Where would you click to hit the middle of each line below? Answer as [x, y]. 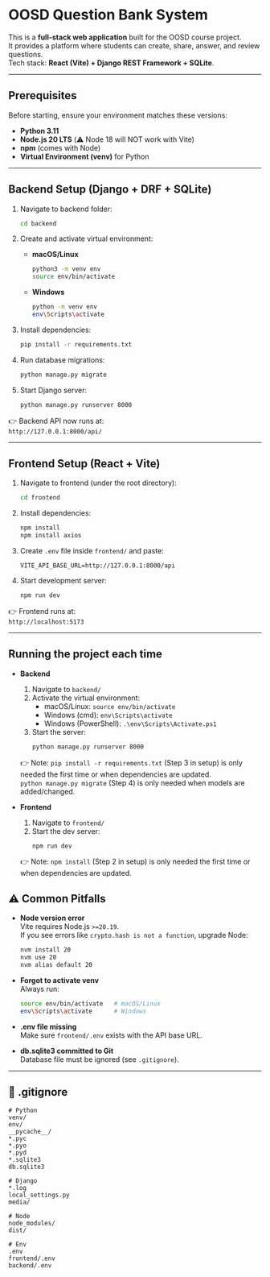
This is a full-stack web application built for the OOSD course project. [125, 37]
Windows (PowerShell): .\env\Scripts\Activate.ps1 [130, 723]
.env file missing [48, 1026]
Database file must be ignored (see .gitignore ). [99, 1059]
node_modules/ [32, 1223]
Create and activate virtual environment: [86, 238]
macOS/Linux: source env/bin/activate [110, 706]
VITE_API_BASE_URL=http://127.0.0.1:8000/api [97, 566]
